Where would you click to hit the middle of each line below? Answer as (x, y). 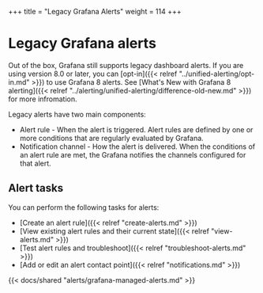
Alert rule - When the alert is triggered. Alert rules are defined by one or (136, 129)
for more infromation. (43, 99)
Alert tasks (36, 188)
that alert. (35, 163)
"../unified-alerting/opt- (217, 74)
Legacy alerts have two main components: (77, 114)
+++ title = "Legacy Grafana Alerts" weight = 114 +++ (95, 11)
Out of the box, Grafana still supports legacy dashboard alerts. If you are (126, 65)
